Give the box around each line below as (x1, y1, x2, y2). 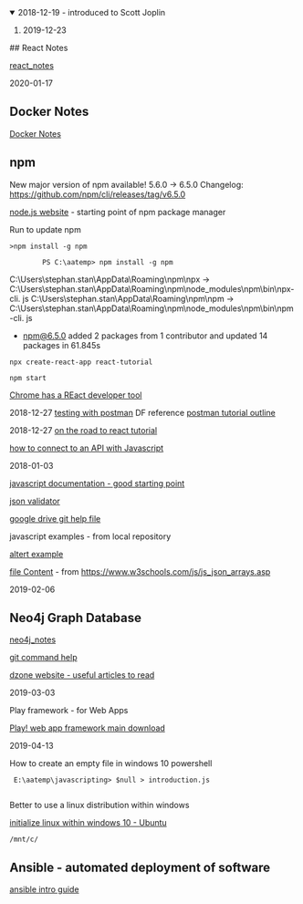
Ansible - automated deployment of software (9, 859, 271, 875)
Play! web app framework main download (9, 722, 166, 733)
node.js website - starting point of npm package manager (9, 206, 226, 217)
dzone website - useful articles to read (9, 670, 155, 681)
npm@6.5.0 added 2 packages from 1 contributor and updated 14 (22, 330, 268, 341)
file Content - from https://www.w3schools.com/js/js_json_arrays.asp (9, 566, 271, 577)
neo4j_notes (9, 634, 57, 645)
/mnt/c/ (9, 835, 39, 845)
